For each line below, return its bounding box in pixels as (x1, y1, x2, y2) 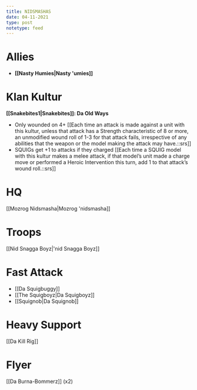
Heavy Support (6, 318, 82, 332)
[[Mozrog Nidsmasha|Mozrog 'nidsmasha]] (6, 205, 111, 212)
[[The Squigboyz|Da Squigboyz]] (14, 291, 95, 298)
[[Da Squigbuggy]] (14, 285, 60, 292)
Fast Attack (6, 266, 64, 279)
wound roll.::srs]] (14, 165, 56, 172)
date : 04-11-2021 (6, 14, 49, 20)
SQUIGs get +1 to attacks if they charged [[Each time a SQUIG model (14, 146, 181, 154)
